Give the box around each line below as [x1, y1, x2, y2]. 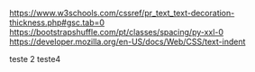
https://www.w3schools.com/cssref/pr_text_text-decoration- [9, 8, 235, 18]
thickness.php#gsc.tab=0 [9, 17, 105, 28]
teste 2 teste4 [9, 54, 61, 64]
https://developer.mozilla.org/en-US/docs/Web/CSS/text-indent [9, 36, 246, 47]
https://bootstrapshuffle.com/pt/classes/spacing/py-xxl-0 [9, 27, 223, 37]
